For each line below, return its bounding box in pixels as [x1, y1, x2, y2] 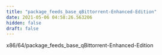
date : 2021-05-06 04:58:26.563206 [6, 14, 93, 20]
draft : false [6, 25, 39, 32]
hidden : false [6, 20, 42, 26]
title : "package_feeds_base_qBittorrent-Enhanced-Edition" [6, 8, 157, 15]
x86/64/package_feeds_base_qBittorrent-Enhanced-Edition [6, 42, 154, 49]
